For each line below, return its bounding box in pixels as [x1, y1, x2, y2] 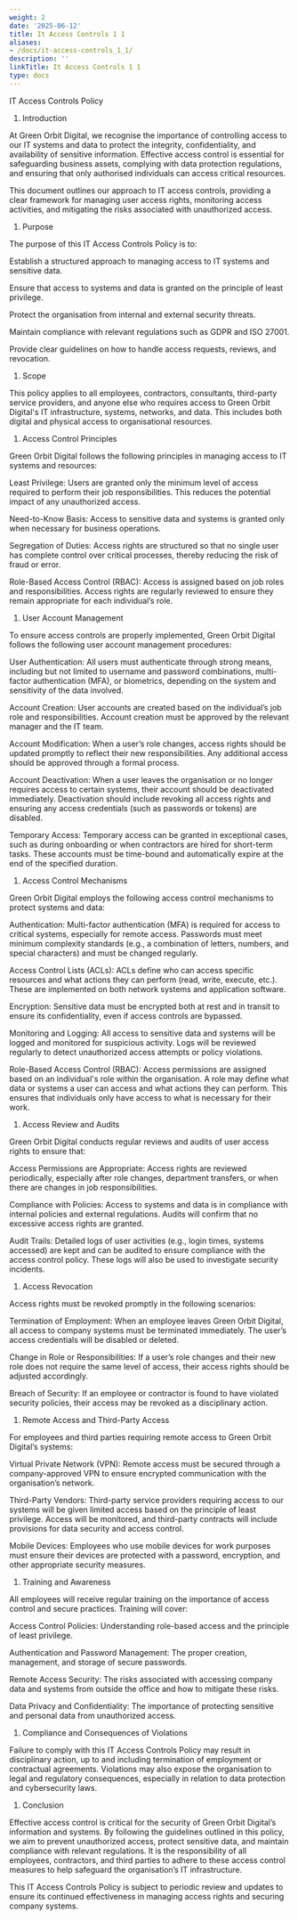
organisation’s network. [9, 1477, 95, 1488]
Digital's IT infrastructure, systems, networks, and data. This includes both [9, 406, 283, 417]
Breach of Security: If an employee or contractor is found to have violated [9, 1387, 278, 1398]
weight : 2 [9, 12, 46, 22]
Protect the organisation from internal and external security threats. [9, 309, 256, 320]
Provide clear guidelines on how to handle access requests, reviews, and [9, 344, 277, 354]
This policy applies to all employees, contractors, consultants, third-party [9, 387, 278, 398]
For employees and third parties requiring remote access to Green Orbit [9, 1431, 271, 1443]
